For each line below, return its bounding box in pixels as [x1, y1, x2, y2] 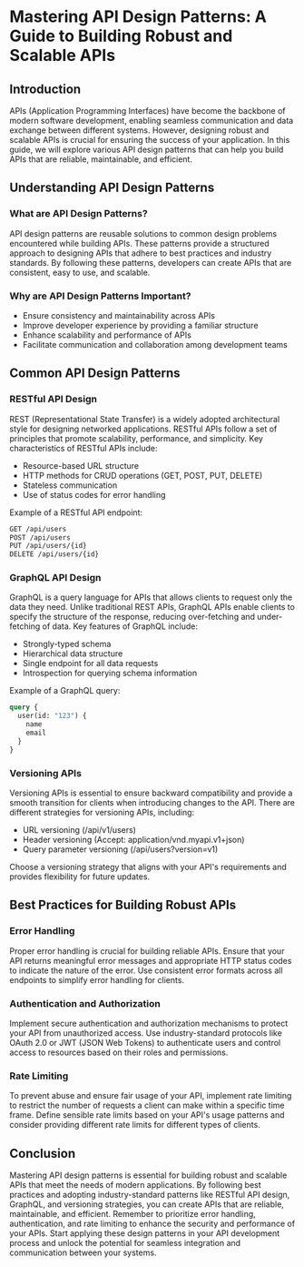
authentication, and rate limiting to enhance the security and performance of [9, 1218, 296, 1230]
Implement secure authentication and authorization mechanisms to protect [9, 1018, 289, 1029]
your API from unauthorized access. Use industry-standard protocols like [9, 1028, 283, 1039]
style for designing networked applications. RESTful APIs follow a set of [9, 423, 278, 434]
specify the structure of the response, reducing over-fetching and [9, 612, 256, 623]
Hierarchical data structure [22, 648, 123, 659]
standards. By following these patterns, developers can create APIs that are [9, 257, 292, 268]
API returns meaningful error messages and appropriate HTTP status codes [9, 955, 292, 966]
